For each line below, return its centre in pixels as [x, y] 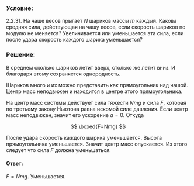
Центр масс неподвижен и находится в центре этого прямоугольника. [94, 91]
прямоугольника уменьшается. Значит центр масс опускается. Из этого [97, 144]
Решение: [21, 55]
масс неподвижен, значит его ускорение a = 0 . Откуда [75, 115]
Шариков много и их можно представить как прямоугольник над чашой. [97, 85]
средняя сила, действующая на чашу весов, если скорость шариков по [96, 27]
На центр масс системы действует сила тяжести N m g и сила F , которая [96, 102]
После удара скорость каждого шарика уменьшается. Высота [84, 137]
